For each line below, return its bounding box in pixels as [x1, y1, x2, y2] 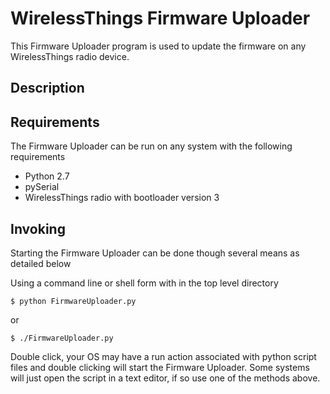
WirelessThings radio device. [10, 50, 130, 62]
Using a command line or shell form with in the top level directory [10, 277, 279, 289]
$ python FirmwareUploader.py [10, 296, 137, 306]
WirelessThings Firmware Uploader [10, 7, 311, 30]
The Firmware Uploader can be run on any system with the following [10, 140, 293, 152]
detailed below [10, 257, 72, 269]
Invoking [10, 220, 66, 237]
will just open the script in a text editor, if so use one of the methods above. [10, 372, 321, 384]
